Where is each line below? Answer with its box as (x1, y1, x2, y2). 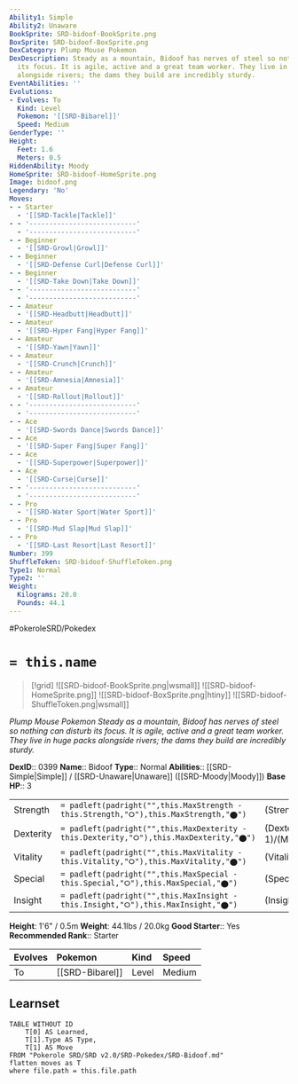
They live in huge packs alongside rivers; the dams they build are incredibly (9, 734, 286, 745)
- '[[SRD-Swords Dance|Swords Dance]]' (17, 425, 165, 435)
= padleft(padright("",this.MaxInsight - (60, 891, 238, 900)
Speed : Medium (17, 121, 69, 130)
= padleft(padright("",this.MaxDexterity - (60, 824, 247, 834)
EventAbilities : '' (9, 79, 82, 88)
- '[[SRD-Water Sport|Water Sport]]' (17, 507, 157, 517)
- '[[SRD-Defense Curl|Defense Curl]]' (17, 261, 165, 270)
